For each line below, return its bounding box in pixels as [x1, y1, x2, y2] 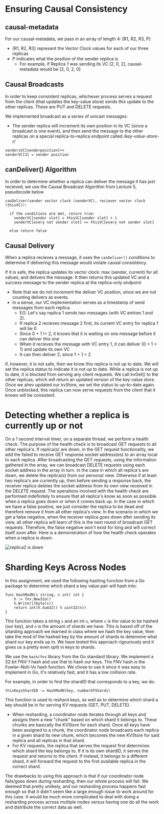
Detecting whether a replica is [5, 409, 130, 421]
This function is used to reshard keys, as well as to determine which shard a [5, 697, 158, 703]
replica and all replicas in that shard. [12, 738, 86, 743]
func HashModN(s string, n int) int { [5, 593, 84, 598]
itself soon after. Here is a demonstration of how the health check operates [5, 530, 156, 536]
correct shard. [12, 764, 41, 769]
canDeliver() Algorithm [5, 166, 77, 174]
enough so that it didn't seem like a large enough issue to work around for [5, 789, 154, 794]
